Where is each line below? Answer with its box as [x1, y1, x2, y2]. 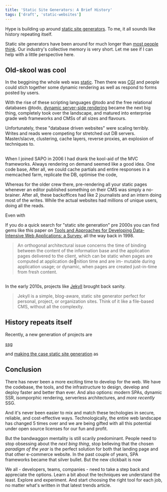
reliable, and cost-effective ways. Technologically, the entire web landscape [5, 415, 162, 421]
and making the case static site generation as [5, 351, 99, 357]
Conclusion [5, 365, 42, 374]
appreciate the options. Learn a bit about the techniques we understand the [5, 471, 161, 477]
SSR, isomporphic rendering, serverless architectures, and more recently [5, 394, 155, 400]
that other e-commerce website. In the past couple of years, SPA [5, 451, 139, 457]
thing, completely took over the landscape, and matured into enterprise [5, 110, 152, 116]
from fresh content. [17, 269, 57, 275]
